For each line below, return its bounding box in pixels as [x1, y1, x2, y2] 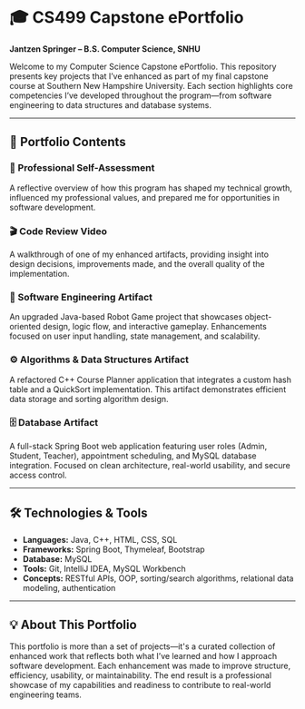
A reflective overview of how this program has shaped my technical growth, [9, 182, 293, 193]
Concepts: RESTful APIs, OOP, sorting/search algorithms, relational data [22, 573, 294, 584]
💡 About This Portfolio [9, 617, 138, 633]
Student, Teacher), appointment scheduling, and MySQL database [9, 450, 257, 461]
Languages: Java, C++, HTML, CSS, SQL [22, 534, 178, 545]
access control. [9, 469, 67, 480]
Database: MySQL [22, 553, 93, 564]
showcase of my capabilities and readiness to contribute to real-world [9, 680, 271, 691]
